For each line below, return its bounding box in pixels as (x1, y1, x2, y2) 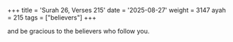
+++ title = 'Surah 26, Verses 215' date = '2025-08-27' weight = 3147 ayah (7, 6, 226, 14)
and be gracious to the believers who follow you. (7, 27, 150, 35)
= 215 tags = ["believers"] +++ (7, 13, 97, 22)
